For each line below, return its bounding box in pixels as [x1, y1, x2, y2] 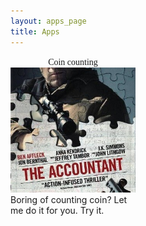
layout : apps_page [10, 16, 87, 26]
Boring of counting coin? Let [10, 193, 128, 205]
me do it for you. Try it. [10, 204, 105, 216]
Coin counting [48, 56, 98, 67]
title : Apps [10, 26, 60, 37]
